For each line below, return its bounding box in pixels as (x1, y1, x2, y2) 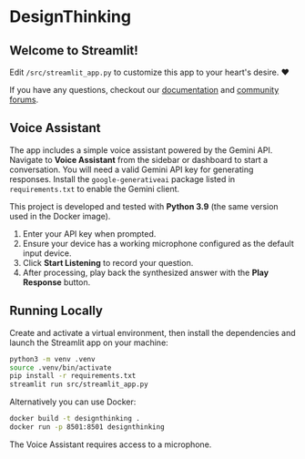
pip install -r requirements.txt (9, 372, 137, 381)
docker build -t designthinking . (9, 414, 141, 423)
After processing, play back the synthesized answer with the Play (22, 267, 269, 278)
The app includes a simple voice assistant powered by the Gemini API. (9, 144, 273, 156)
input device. (22, 248, 72, 259)
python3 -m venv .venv (9, 354, 96, 363)
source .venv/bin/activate (9, 362, 112, 372)
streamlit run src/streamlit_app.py (9, 380, 148, 389)
